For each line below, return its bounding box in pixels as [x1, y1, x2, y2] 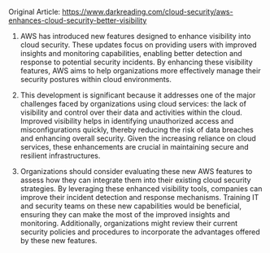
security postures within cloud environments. [20, 75, 172, 84]
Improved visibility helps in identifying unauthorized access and [20, 116, 234, 125]
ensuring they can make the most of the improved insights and [20, 210, 230, 219]
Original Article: [8, 7, 61, 16]
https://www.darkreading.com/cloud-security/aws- [62, 7, 233, 16]
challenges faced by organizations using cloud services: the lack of [20, 99, 246, 108]
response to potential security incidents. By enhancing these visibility [20, 57, 254, 67]
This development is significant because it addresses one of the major [20, 90, 256, 100]
